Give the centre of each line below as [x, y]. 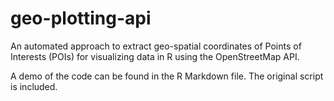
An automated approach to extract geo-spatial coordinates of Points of [156, 46]
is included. [34, 86]
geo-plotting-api [81, 18]
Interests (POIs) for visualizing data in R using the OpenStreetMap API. [155, 56]
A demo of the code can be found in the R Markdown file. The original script [167, 76]
